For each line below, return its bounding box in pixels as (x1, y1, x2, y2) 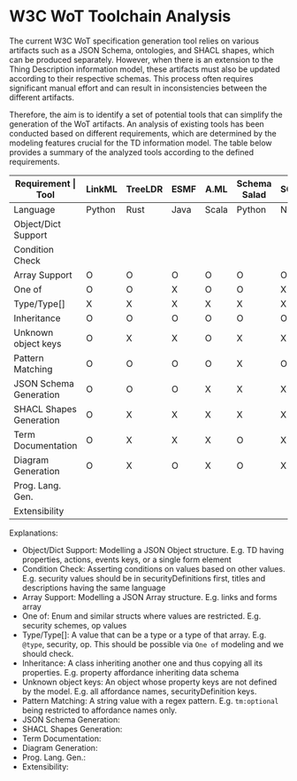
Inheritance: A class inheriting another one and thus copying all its (21, 658, 263, 668)
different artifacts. (9, 91, 75, 103)
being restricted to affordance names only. (21, 705, 178, 715)
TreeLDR (126, 183, 164, 195)
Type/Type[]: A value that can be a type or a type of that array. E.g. (21, 629, 267, 640)
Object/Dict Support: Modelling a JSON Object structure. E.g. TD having (21, 544, 285, 555)
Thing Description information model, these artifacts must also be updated (9, 64, 280, 74)
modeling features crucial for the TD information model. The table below (9, 137, 272, 148)
